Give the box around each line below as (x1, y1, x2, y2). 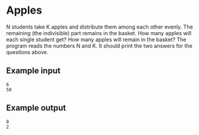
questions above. (6, 48, 49, 55)
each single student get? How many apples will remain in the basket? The (6, 36, 186, 43)
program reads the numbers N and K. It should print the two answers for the (6, 42, 192, 49)
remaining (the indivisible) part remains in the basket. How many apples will (6, 29, 192, 36)
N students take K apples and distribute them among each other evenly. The (6, 23, 194, 30)
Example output (6, 103, 67, 113)
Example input (6, 66, 61, 76)
